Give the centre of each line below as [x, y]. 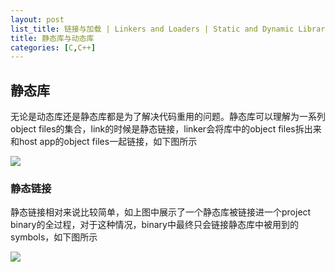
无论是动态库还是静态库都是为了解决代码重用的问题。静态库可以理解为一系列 [168, 117]
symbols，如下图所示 [54, 237]
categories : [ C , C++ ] [53, 47]
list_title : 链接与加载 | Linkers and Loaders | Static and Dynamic [152, 29]
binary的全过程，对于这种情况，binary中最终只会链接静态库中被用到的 [154, 225]
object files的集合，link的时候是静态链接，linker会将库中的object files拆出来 [166, 129]
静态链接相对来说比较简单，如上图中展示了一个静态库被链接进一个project [161, 212]
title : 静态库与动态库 [52, 38]
